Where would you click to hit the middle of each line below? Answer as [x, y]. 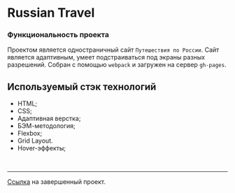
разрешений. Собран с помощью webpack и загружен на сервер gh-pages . [117, 65]
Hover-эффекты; [42, 148]
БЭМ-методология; [46, 126]
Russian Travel [51, 13]
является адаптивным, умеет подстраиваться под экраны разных [106, 57]
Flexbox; [30, 134]
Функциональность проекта [58, 35]
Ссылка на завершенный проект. [57, 182]
